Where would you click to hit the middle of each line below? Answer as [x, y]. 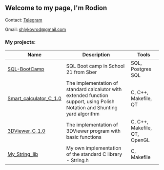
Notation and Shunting [92, 108]
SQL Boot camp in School [95, 66]
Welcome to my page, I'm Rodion [56, 8]
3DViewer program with [93, 131]
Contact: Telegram [24, 20]
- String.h [77, 160]
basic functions [84, 137]
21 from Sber [82, 72]
